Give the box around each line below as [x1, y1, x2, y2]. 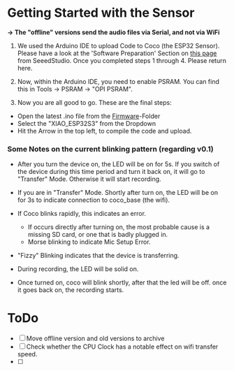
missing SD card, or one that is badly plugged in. [27, 231, 168, 239]
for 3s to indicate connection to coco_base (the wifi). [17, 196, 170, 204]
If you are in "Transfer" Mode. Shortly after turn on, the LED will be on [17, 189, 219, 197]
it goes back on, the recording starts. [17, 286, 124, 294]
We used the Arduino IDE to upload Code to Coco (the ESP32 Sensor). [17, 41, 220, 50]
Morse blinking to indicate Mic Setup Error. [27, 238, 152, 246]
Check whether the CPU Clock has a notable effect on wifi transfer [26, 342, 219, 351]
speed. [17, 350, 38, 358]
